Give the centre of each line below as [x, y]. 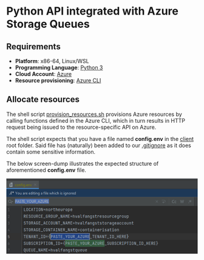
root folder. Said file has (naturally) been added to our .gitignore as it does [99, 145]
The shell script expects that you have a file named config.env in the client [100, 139]
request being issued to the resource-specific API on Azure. [81, 127]
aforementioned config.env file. [46, 170]
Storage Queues [48, 24]
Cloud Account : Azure [43, 74]
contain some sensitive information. [51, 152]
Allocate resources [43, 99]
